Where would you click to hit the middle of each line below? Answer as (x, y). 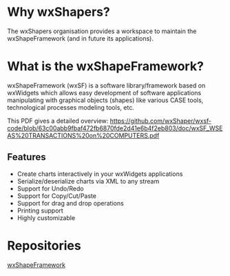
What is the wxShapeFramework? (106, 67)
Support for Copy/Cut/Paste (56, 196)
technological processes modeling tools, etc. (71, 107)
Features (27, 157)
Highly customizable (46, 217)
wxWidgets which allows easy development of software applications (104, 92)
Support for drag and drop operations (70, 203)
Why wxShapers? (59, 12)
